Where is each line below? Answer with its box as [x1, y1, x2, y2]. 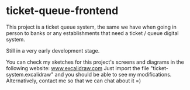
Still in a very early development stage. [6, 47, 100, 54]
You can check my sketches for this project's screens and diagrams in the [6, 58, 184, 65]
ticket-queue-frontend [6, 4, 119, 18]
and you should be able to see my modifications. [54, 71, 172, 78]
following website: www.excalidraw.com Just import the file [6, 64, 150, 71]
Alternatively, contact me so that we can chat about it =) [6, 77, 141, 84]
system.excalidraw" [6, 71, 54, 78]
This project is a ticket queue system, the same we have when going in [6, 23, 177, 30]
